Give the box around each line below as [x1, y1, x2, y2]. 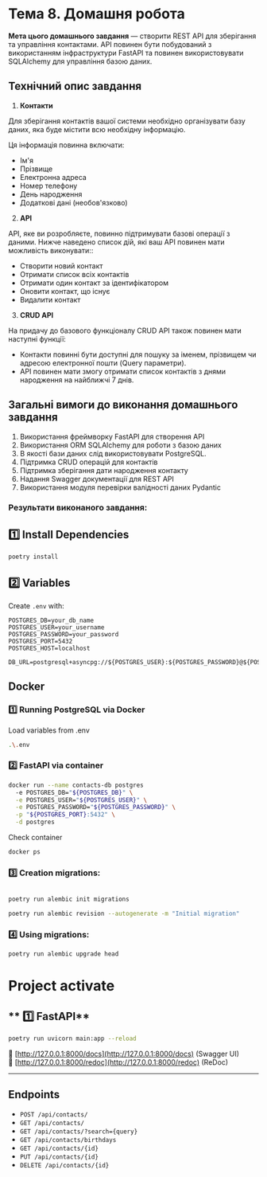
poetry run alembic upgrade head [8, 950, 119, 958]
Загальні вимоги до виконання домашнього [8, 398, 238, 412]
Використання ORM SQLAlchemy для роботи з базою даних [19, 440, 222, 450]
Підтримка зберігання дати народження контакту [19, 465, 188, 475]
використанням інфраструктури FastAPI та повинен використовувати [8, 48, 244, 57]
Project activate [8, 977, 115, 995]
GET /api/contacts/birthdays [19, 1136, 117, 1144]
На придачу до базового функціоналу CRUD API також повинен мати [8, 326, 242, 335]
